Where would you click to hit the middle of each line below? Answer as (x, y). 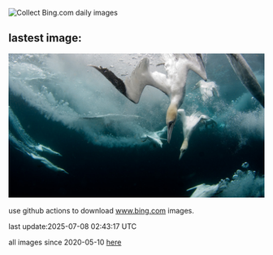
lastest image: (45, 38)
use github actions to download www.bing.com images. (102, 211)
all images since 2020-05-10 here (65, 242)
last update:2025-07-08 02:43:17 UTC (73, 226)
